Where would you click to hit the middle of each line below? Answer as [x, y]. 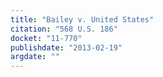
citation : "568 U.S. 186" [64, 29]
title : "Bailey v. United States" [82, 19]
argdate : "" [35, 57]
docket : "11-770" [46, 38]
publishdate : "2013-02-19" [66, 47]
